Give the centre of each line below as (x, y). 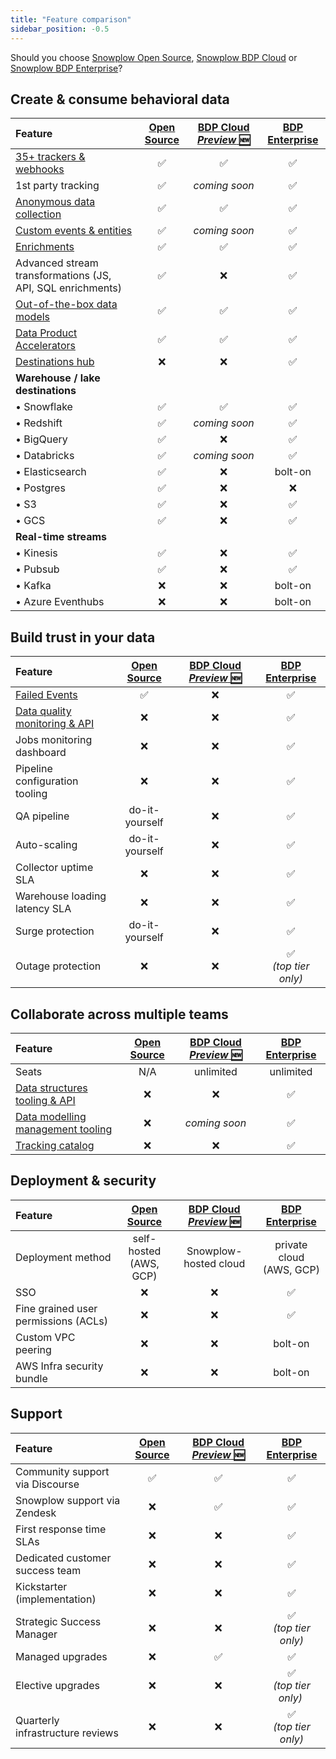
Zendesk (36, 1513)
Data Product (46, 333)
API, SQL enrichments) (68, 288)
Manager (36, 1634)
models (33, 317)
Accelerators (45, 346)
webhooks (40, 169)
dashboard (41, 753)
